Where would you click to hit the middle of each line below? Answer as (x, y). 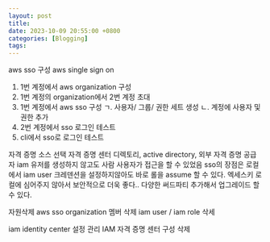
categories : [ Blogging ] (48, 38)
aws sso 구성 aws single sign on (61, 70)
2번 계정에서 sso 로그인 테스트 (68, 127)
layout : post (30, 16)
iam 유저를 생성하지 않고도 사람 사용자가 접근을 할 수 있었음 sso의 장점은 (130, 165)
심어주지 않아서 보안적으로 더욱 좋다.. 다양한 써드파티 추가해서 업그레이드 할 (141, 185)
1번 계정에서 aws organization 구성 (75, 87)
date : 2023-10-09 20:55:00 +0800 (64, 31)
